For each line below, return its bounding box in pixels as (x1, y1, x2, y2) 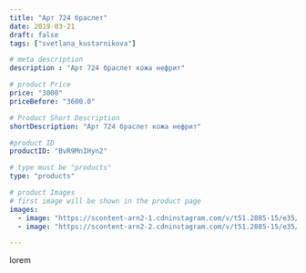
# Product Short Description (9, 113, 120, 123)
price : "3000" (9, 88, 64, 97)
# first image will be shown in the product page (9, 197, 202, 206)
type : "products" (9, 172, 76, 181)
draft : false (9, 30, 59, 39)
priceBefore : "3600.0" (9, 96, 96, 106)
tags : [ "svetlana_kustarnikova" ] (9, 38, 137, 48)
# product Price (9, 80, 71, 89)
